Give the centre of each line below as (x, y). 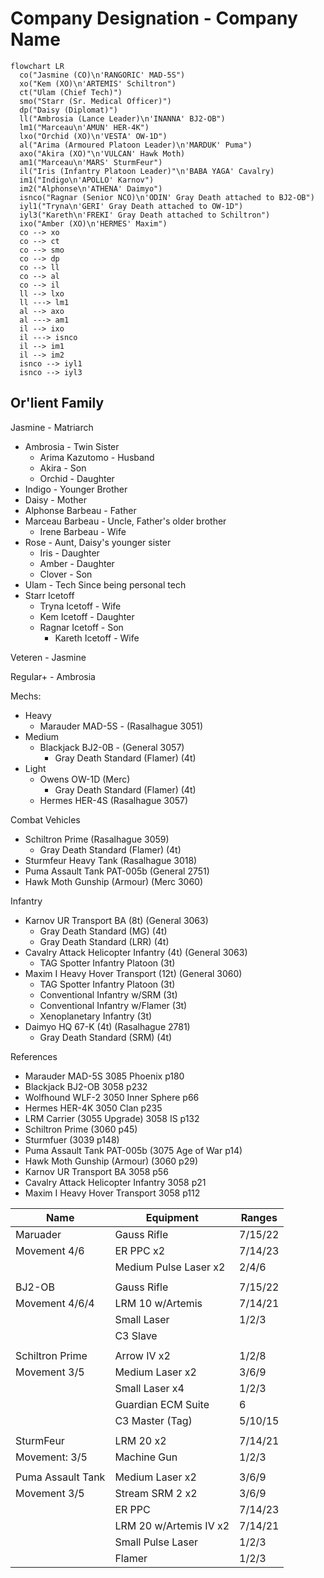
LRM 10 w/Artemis (158, 1303)
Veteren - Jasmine (48, 657)
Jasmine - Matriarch (52, 427)
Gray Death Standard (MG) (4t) (103, 931)
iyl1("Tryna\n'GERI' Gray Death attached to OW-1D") (131, 206)
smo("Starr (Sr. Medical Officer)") (95, 101)
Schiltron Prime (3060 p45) (81, 1129)
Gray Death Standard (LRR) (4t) (104, 941)
